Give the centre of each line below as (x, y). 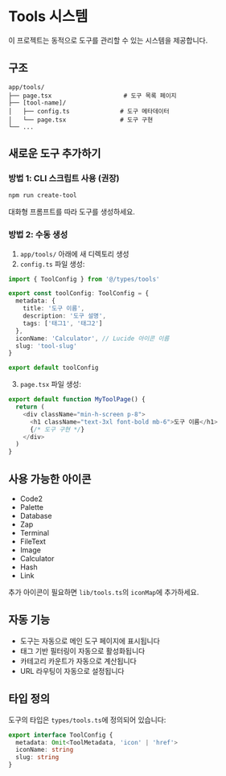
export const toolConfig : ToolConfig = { (79, 294)
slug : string (37, 758)
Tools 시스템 (48, 16)
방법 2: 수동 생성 (38, 235)
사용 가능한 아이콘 (50, 479)
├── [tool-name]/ (37, 103)
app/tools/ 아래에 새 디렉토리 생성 (74, 253)
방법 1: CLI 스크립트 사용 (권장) (64, 179)
